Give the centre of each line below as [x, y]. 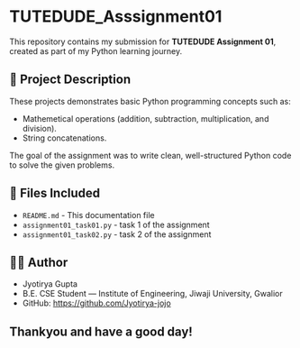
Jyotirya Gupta [50, 284]
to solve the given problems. [62, 165]
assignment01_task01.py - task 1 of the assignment [116, 224]
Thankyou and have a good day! [101, 331]
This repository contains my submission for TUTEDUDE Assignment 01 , [143, 41]
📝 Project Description [70, 80]
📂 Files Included [55, 193]
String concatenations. [64, 138]
